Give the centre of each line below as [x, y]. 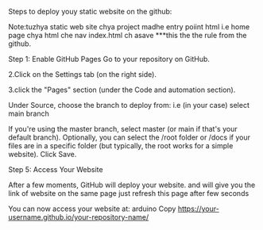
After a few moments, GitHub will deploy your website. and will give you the [132, 185]
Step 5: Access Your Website [56, 169]
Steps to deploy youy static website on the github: [90, 11]
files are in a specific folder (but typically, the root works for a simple [121, 146]
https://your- [199, 209]
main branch [29, 113]
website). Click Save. [43, 154]
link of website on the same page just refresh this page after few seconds [129, 193]
